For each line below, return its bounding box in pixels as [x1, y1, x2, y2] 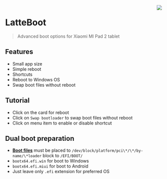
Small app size [12, 60, 43, 66]
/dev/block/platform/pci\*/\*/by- [72, 148, 143, 153]
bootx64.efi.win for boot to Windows [12, 158, 89, 164]
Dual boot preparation [5, 134, 75, 143]
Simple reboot [12, 66, 41, 72]
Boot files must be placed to [12, 147, 71, 153]
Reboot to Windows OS [12, 76, 61, 82]
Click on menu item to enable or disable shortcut [12, 120, 112, 126]
